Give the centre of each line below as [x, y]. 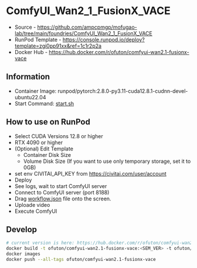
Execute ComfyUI [36, 211]
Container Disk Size [47, 155]
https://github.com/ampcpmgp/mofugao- [87, 27]
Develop [21, 230]
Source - [25, 27]
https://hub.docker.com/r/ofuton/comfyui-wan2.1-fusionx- [119, 52]
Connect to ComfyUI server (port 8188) [62, 192]
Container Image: [35, 91]
